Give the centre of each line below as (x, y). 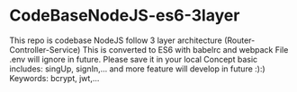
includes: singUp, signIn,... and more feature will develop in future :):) (137, 69)
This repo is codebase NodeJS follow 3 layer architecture (116, 40)
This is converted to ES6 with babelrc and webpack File (185, 49)
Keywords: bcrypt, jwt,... (54, 78)
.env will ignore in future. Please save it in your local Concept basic (134, 59)
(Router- (239, 40)
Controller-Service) (45, 49)
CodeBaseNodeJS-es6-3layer (125, 16)
